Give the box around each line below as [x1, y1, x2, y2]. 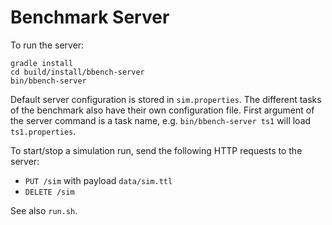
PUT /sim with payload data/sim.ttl [24, 174, 173, 186]
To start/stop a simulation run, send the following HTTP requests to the [10, 144, 303, 156]
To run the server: [10, 39, 85, 51]
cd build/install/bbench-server [10, 67, 145, 77]
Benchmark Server [10, 6, 170, 29]
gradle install [10, 58, 74, 68]
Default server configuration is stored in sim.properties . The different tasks [10, 93, 322, 105]
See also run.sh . [10, 204, 78, 216]
